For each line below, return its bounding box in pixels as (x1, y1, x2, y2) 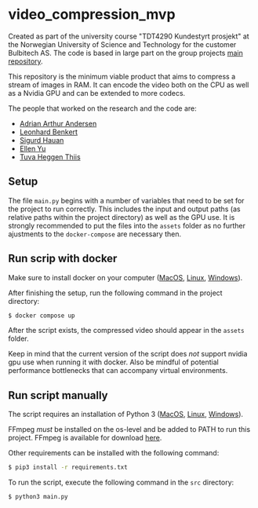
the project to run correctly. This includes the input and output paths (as (8, 204, 241, 214)
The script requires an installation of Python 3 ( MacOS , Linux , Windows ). (8, 410, 244, 419)
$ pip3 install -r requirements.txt (8, 463, 128, 472)
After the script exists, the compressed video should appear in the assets (8, 326, 245, 335)
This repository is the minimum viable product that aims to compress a (8, 71, 236, 81)
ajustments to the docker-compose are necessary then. (8, 229, 182, 239)
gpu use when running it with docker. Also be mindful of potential (8, 357, 220, 367)
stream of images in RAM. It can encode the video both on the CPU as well (8, 80, 249, 90)
